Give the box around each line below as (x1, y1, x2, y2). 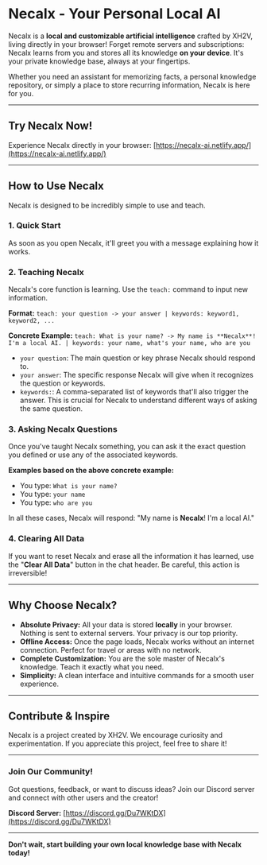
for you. (8, 88, 34, 98)
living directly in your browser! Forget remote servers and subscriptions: (8, 39, 245, 48)
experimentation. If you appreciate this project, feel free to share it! (8, 739, 227, 748)
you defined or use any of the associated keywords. (8, 450, 179, 460)
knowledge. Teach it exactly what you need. (19, 661, 164, 672)
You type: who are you (19, 498, 93, 507)
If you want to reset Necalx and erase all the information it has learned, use (8, 551, 254, 561)
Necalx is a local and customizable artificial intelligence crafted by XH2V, (8, 31, 253, 41)
